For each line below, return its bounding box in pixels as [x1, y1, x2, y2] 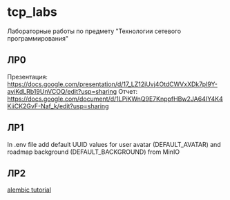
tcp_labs [7, 4, 57, 20]
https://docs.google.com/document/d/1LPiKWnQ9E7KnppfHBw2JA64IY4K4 [7, 94, 223, 103]
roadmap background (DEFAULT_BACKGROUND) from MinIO [7, 148, 180, 156]
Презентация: [7, 72, 48, 81]
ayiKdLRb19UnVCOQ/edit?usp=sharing [7, 87, 117, 95]
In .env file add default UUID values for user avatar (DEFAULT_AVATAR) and [7, 140, 221, 148]
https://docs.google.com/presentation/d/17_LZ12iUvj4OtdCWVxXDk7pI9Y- [7, 80, 218, 88]
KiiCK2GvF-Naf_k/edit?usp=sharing [7, 101, 109, 110]
